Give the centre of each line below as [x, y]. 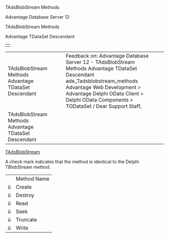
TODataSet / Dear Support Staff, [104, 106]
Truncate [26, 220]
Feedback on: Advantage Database [107, 56]
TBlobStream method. [28, 167]
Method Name [33, 179]
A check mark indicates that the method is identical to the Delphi [72, 162]
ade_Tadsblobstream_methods [102, 81]
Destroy [25, 195]
